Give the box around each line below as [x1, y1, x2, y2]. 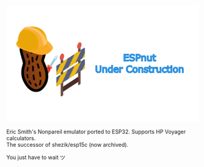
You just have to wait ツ [6, 154, 66, 161]
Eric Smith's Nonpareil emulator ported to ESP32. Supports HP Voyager [6, 128, 186, 135]
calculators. [6, 134, 36, 142]
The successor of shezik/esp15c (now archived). [6, 141, 129, 148]
